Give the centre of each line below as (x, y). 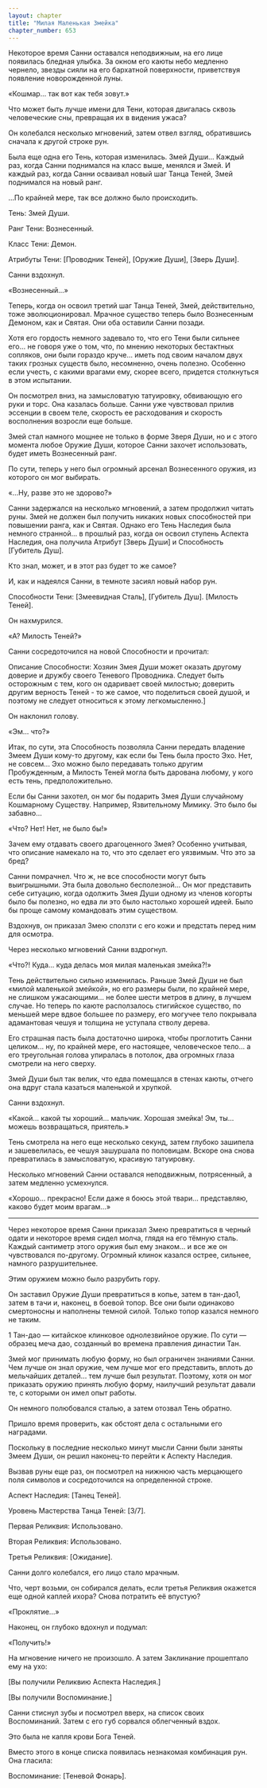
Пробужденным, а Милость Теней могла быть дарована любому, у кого (131, 772)
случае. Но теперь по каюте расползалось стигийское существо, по (125, 1006)
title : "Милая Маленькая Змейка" (64, 23)
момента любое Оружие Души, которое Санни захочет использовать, (128, 445)
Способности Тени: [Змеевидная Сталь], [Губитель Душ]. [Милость (123, 597)
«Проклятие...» (34, 1612)
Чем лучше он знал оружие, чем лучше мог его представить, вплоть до (131, 1368)
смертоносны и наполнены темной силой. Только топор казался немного (133, 1311)
